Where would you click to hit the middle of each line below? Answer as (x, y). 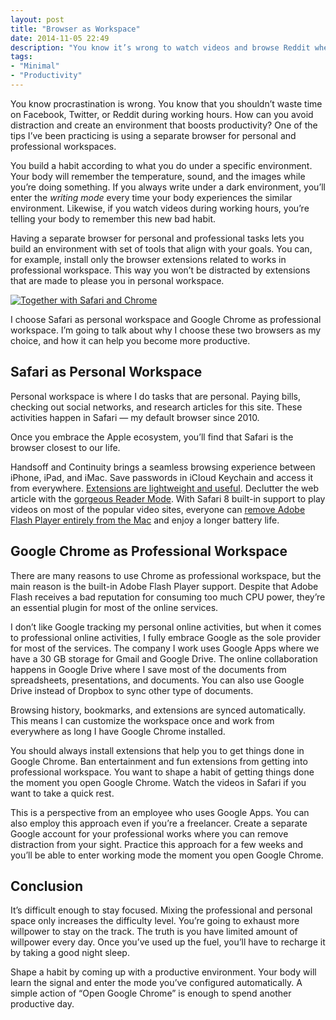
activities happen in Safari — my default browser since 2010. (135, 417)
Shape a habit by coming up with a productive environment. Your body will (163, 972)
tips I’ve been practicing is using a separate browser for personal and (153, 135)
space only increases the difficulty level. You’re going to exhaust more (155, 921)
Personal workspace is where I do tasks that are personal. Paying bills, (155, 396)
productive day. (42, 1004)
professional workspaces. (63, 146)
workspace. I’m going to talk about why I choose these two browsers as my (166, 330)
